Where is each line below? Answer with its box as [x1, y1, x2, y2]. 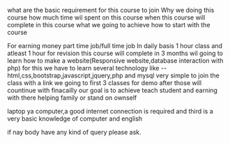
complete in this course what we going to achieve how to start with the [7, 21, 210, 29]
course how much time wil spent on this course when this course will [7, 13, 206, 22]
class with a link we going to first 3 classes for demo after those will [7, 79, 202, 86]
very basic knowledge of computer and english [7, 114, 143, 123]
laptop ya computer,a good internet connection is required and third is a [7, 107, 214, 115]
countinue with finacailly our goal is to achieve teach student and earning [7, 86, 218, 94]
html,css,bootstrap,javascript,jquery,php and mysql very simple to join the [7, 71, 220, 80]
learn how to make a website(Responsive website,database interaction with [7, 57, 224, 65]
